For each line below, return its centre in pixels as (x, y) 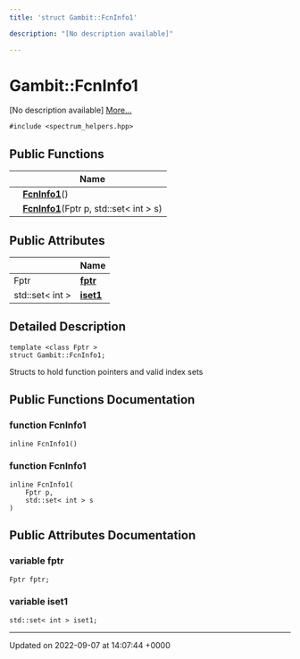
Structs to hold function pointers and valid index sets (106, 371)
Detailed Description (68, 327)
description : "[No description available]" (92, 33)
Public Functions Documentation (102, 400)
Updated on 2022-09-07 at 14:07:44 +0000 (90, 645)
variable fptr (37, 561)
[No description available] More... (71, 110)
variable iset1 (39, 602)
